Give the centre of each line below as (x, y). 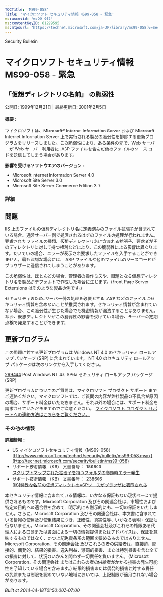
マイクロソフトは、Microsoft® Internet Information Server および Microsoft (80, 131)
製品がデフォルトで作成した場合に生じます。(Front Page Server (85, 282)
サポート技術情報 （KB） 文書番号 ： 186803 (57, 467)
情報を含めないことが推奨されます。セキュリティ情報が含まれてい (91, 304)
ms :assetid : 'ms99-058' (29, 19)
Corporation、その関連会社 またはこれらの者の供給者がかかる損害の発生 (77, 562)
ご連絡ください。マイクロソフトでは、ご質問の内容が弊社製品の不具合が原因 (81, 396)
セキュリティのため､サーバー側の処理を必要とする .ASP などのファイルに (78, 298)
